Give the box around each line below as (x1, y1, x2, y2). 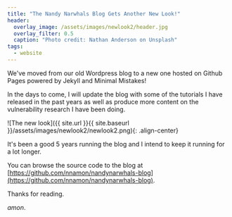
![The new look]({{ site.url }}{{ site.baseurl (7, 118, 130, 127)
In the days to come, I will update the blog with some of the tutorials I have (7, 89, 223, 99)
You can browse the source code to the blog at (7, 161, 143, 169)
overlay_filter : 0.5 (13, 30, 74, 37)
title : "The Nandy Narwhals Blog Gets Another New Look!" (7, 10, 181, 18)
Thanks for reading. (7, 190, 65, 198)
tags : (7, 43, 23, 50)
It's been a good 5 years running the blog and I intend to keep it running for (7, 139, 225, 148)
